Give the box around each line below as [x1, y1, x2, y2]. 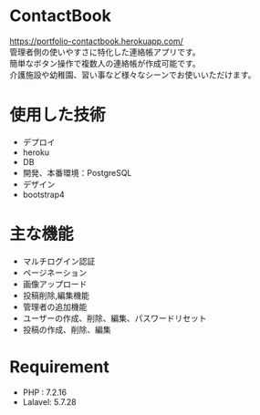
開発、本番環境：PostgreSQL [22, 167, 132, 178]
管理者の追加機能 [22, 301, 88, 312]
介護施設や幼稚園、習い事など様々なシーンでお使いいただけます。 [9, 69, 256, 80]
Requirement [9, 357, 109, 377]
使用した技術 [9, 105, 107, 126]
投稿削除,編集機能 [22, 289, 89, 301]
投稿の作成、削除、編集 [22, 324, 111, 335]
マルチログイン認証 [22, 255, 96, 266]
